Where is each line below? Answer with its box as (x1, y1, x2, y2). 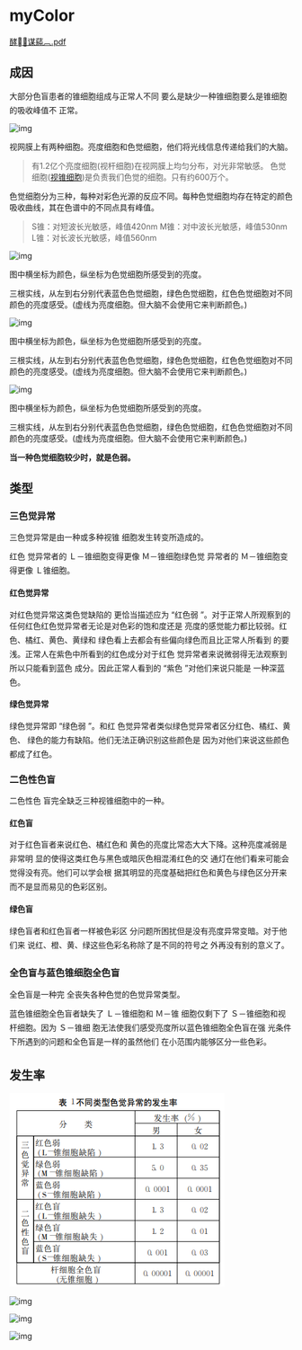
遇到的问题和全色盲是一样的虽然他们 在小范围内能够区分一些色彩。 (24, 1035, 271, 1047)
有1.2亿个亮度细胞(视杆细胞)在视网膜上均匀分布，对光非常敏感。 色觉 (31, 160, 287, 171)
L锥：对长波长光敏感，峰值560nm (31, 232, 157, 243)
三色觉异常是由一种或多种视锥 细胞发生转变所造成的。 (9, 532, 209, 543)
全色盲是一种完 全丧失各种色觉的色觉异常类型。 (9, 989, 185, 999)
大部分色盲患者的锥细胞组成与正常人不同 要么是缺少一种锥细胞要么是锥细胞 (9, 91, 288, 102)
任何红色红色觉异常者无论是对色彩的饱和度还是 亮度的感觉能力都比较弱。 (9, 620, 280, 631)
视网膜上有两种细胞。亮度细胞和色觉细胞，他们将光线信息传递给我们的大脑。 (9, 141, 293, 152)
